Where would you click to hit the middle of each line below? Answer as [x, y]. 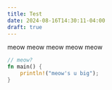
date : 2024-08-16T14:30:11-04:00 [56, 21]
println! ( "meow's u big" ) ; [60, 74]
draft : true [25, 27]
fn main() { [25, 67]
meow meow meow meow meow [55, 47]
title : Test [25, 14]
